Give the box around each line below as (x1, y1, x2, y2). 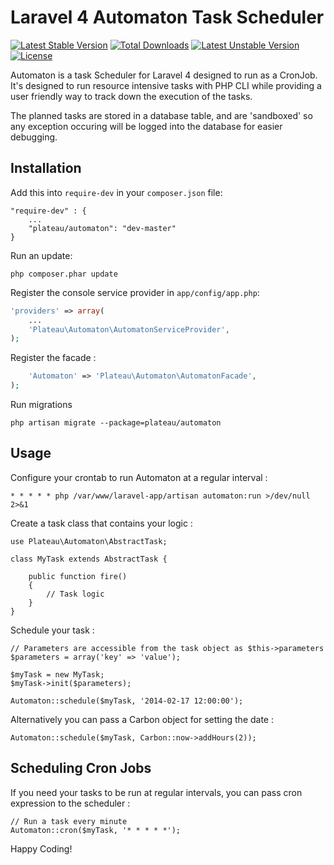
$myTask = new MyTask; (10, 669, 105, 680)
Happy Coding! (10, 842, 73, 855)
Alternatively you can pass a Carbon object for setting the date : (10, 713, 274, 725)
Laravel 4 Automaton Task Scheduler (10, 6, 325, 29)
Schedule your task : (10, 624, 95, 636)
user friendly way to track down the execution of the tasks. (10, 90, 253, 102)
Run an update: (10, 249, 73, 261)
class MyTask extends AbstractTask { (10, 554, 168, 564)
